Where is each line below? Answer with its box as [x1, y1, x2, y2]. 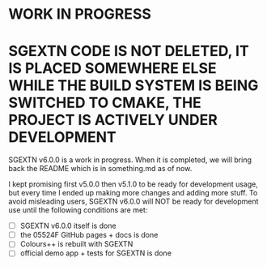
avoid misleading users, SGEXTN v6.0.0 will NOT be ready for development [8, 196, 259, 207]
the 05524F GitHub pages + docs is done [19, 230, 159, 240]
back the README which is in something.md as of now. [8, 164, 193, 174]
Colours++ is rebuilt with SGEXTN [19, 239, 133, 249]
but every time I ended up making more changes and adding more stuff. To [8, 188, 258, 198]
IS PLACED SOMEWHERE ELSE [8, 59, 217, 78]
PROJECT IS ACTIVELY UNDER [8, 111, 218, 130]
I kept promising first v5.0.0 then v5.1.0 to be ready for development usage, [8, 179, 259, 189]
